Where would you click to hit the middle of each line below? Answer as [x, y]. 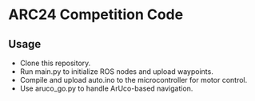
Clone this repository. [55, 63]
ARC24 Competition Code [96, 15]
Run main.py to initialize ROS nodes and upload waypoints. [116, 72]
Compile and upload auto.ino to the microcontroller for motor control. [133, 80]
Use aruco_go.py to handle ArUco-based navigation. [106, 88]
